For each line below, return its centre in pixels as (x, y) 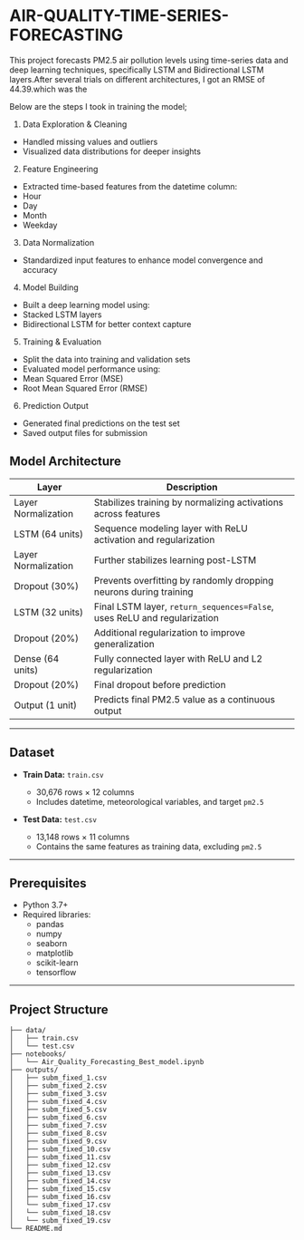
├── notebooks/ (38, 1054)
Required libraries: (57, 915)
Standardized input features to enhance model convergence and (143, 260)
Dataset (32, 753)
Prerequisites (48, 883)
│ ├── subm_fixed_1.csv (58, 1078)
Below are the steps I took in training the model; (98, 106)
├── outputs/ (34, 1070)
